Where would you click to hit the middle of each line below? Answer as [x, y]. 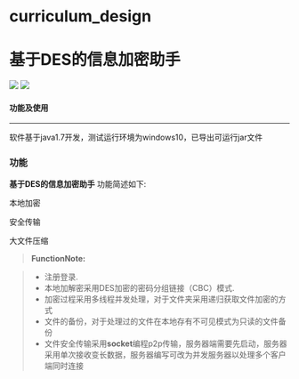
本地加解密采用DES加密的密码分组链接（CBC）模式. [139, 287]
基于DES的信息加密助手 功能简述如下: [78, 183]
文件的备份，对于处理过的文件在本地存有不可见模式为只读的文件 [161, 321]
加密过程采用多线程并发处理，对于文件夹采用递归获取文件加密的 [161, 299]
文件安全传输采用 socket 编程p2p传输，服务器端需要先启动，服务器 [166, 343]
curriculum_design [81, 16]
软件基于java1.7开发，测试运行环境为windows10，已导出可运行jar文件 [136, 137]
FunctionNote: [58, 258]
